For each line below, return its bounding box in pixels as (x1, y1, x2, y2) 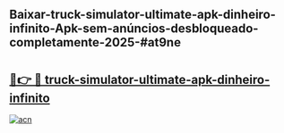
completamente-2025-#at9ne (9, 35, 182, 50)
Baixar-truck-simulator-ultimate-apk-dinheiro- (9, 7, 276, 22)
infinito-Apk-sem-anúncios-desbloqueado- (9, 21, 259, 37)
